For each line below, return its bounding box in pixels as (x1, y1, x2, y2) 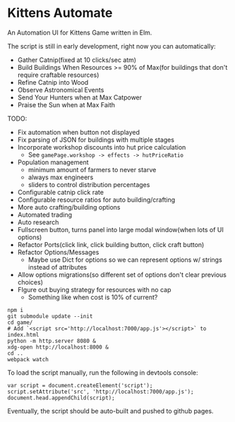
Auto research (17, 217, 59, 227)
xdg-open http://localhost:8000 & (7, 344, 109, 351)
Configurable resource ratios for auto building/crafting (17, 195, 175, 204)
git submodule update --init (7, 313, 93, 320)
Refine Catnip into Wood (17, 78, 89, 86)
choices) (17, 277, 44, 287)
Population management (17, 157, 90, 167)
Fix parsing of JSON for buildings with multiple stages (17, 135, 175, 144)
